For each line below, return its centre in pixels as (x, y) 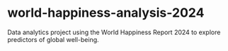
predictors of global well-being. (53, 39)
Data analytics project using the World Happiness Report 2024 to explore (114, 32)
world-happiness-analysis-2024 (106, 13)
